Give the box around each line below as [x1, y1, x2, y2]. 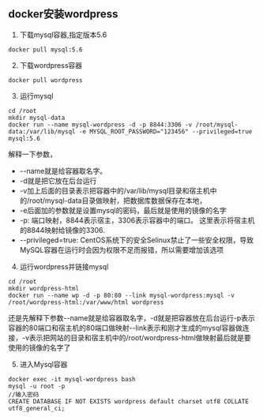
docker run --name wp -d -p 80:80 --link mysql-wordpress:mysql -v [8, 291, 235, 299]
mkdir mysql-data [8, 114, 66, 122]
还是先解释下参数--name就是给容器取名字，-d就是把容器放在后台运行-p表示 [8, 313, 255, 322]
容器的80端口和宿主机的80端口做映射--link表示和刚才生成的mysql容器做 [8, 323, 242, 332]
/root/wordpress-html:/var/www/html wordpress [8, 298, 164, 306]
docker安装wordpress [8, 7, 118, 21]
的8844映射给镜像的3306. [19, 225, 105, 234]
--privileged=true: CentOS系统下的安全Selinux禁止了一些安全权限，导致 [19, 235, 254, 245]
